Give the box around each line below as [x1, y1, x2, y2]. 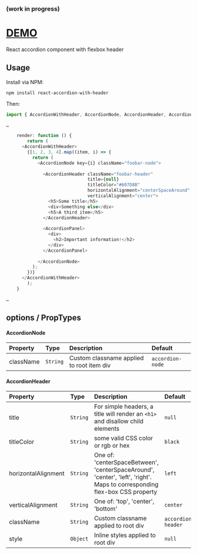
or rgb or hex [94, 442, 130, 450]
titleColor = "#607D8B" [87, 182, 141, 188]
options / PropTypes [6, 313, 81, 323]
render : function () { [16, 133, 72, 139]
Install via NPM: [6, 78, 44, 85]
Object [70, 536, 89, 542]
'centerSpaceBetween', [94, 458, 159, 466]
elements [94, 425, 120, 433]
